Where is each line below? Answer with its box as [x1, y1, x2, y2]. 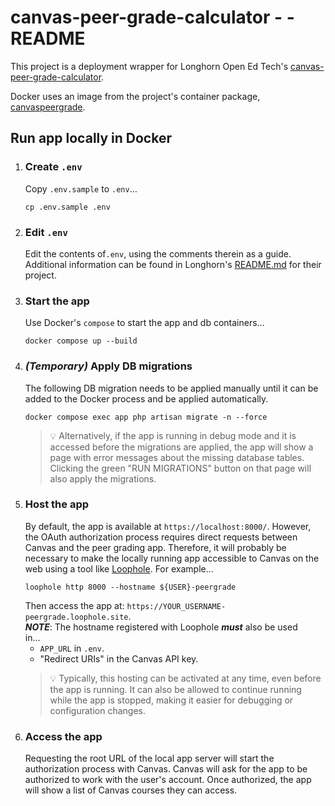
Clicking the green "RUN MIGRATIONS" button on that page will [49, 462, 312, 474]
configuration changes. [49, 704, 146, 716]
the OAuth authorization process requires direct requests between [24, 531, 298, 543]
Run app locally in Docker [10, 130, 172, 147]
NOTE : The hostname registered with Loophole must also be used [24, 621, 298, 633]
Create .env [24, 160, 83, 174]
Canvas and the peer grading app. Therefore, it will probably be [24, 541, 287, 553]
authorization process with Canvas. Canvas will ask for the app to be [24, 763, 308, 775]
